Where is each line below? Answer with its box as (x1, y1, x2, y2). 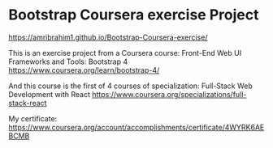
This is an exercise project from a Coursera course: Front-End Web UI (8, 48, 242, 57)
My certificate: (8, 113, 58, 123)
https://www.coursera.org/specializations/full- (92, 89, 247, 99)
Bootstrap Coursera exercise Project (8, 6, 259, 24)
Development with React (8, 89, 91, 99)
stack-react (8, 98, 47, 108)
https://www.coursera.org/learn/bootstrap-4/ (8, 65, 160, 74)
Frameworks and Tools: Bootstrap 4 (8, 57, 128, 66)
